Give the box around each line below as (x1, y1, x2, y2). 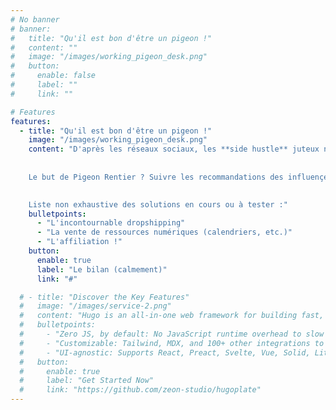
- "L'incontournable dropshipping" (36, 218, 186, 228)
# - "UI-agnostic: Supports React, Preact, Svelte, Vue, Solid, (19, 347, 311, 358)
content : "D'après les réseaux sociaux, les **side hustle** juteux (28, 144, 320, 155)
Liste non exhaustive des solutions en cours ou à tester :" (28, 199, 288, 210)
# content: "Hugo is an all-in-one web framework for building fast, (19, 311, 325, 321)
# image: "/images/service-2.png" (19, 301, 172, 311)
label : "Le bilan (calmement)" (36, 264, 168, 275)
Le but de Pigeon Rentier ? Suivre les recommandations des (28, 172, 284, 182)
